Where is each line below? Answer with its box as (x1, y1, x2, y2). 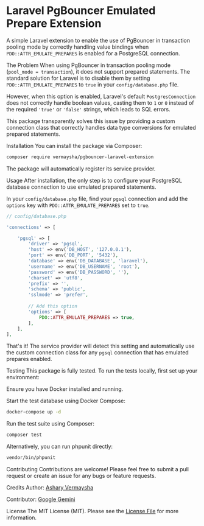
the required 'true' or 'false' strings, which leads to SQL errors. (6, 105, 171, 113)
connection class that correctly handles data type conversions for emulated (6, 124, 196, 131)
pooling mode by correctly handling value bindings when (6, 43, 149, 51)
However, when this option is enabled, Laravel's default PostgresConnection (6, 93, 196, 100)
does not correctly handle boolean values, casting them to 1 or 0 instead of (6, 99, 194, 107)
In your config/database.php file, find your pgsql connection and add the (6, 195, 188, 202)
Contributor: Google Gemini (6, 496, 76, 503)
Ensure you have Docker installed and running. (6, 385, 124, 393)
